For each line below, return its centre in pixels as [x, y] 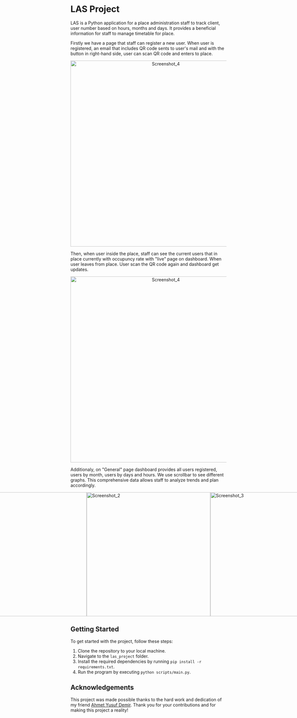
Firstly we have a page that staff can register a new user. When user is [142, 43]
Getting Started [95, 629]
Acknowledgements [102, 687]
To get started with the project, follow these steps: [122, 641]
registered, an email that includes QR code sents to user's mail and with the [148, 48]
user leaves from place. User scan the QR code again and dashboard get [145, 264]
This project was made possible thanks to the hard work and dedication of [146, 699]
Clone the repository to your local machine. [122, 651]
